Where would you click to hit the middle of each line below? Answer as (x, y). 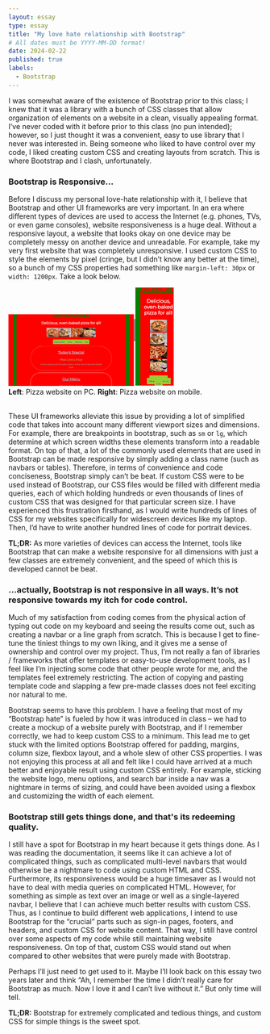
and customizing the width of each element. (81, 796)
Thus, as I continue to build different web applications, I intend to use (123, 913)
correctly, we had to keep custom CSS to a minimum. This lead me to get (129, 735)
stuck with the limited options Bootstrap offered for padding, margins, (124, 744)
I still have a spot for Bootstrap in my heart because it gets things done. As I (134, 844)
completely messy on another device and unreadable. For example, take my (134, 242)
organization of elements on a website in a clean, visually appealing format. (133, 118)
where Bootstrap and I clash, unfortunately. (80, 161)
